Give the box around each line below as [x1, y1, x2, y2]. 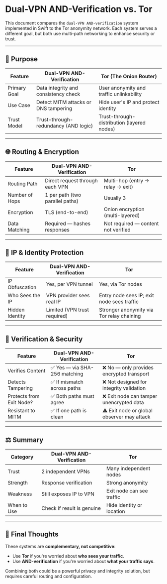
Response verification [41, 479, 92, 486]
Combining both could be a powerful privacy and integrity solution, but [5, 568, 150, 574]
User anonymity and [98, 84, 146, 91]
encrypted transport [102, 370, 150, 377]
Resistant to [7, 407, 36, 414]
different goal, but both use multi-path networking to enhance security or [5, 30, 155, 36]
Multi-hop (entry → [103, 177, 150, 184]
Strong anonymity [106, 479, 148, 486]
